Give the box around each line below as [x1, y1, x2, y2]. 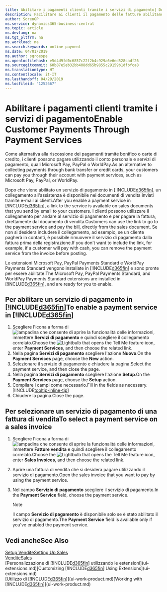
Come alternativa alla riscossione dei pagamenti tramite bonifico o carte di [5, 151, 158, 157]
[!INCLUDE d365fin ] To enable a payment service [5, 303, 158, 311]
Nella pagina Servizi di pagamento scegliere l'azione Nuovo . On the [12, 350, 152, 356]
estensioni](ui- [119, 560, 149, 566]
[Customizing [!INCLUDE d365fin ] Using [36, 565, 118, 571]
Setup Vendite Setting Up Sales [5, 550, 68, 555]
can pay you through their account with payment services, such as [5, 172, 142, 178]
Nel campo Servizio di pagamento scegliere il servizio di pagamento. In [12, 487, 159, 493]
